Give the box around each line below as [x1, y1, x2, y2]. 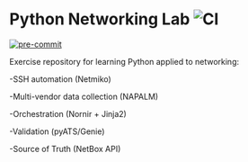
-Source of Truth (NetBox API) [9, 143, 121, 154]
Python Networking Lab [9, 9, 190, 30]
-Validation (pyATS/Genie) [9, 126, 105, 137]
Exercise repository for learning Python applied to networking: [9, 56, 240, 67]
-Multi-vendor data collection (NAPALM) [9, 91, 159, 102]
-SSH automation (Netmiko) [9, 73, 112, 85]
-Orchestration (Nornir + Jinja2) [9, 108, 128, 119]
